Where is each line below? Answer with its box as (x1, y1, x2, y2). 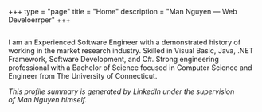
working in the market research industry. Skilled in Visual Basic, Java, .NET (8, 46, 254, 55)
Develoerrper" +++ (8, 15, 71, 25)
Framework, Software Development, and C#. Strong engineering (8, 55, 219, 64)
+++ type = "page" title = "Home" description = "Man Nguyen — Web (8, 7, 237, 16)
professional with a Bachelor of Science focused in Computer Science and (8, 63, 252, 72)
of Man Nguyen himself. (8, 95, 88, 104)
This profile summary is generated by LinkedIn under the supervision (8, 87, 235, 96)
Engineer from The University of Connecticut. (8, 71, 158, 80)
